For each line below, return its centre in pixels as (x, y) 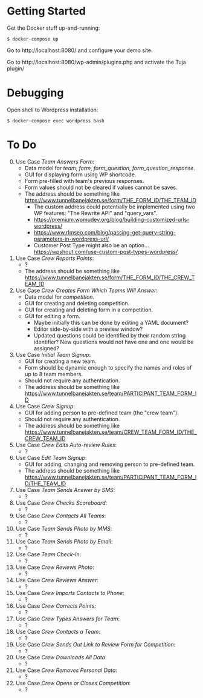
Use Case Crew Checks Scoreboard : (61, 503)
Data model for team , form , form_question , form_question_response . (110, 168)
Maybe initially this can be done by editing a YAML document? (111, 322)
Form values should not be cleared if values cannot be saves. (101, 187)
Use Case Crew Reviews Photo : (55, 567)
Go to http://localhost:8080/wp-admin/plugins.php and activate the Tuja (96, 62)
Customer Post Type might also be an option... (92, 245)
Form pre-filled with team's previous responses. (84, 181)
